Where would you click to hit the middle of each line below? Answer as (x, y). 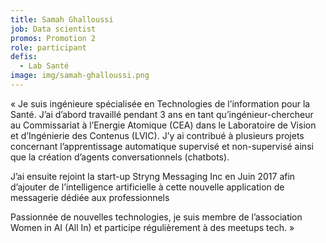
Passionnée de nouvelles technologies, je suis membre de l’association (156, 217)
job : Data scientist (53, 29)
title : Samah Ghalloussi (62, 19)
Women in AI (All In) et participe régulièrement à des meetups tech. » (152, 227)
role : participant (48, 47)
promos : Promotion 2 (53, 38)
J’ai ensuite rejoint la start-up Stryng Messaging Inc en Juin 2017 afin (153, 176)
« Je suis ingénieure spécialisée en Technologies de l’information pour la (160, 103)
